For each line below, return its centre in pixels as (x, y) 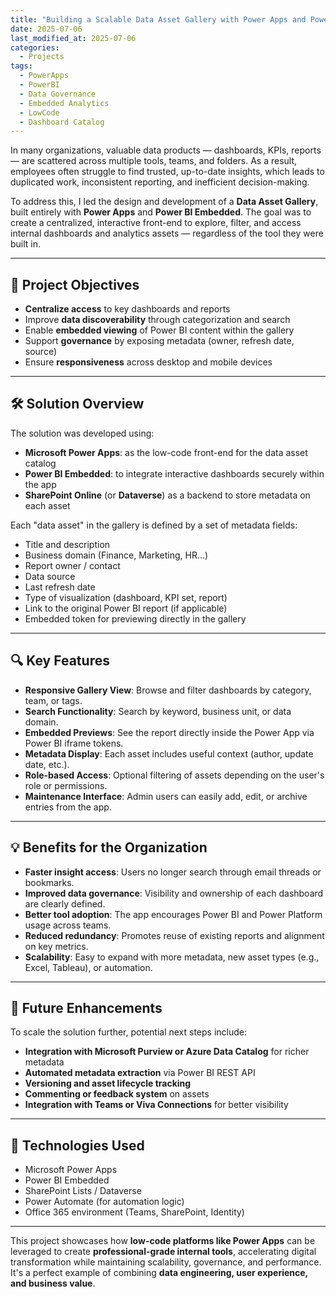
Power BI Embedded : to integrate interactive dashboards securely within (174, 473)
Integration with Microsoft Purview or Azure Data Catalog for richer (167, 1052)
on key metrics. (56, 946)
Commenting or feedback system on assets (117, 1094)
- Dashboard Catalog (62, 122)
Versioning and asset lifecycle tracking (108, 1083)
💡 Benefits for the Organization (109, 847)
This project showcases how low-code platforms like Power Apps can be (163, 1241)
